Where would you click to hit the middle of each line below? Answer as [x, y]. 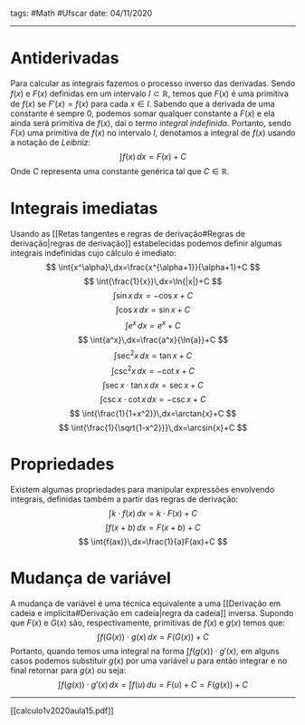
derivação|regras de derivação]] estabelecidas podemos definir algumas [146, 243]
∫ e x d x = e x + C [153, 324]
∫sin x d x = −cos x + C [153, 295]
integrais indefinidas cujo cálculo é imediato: [94, 252]
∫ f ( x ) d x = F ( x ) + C [153, 156]
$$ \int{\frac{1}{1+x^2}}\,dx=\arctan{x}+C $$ [153, 413]
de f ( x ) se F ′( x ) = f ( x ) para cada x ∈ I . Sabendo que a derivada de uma [143, 103]
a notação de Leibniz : [51, 142]
